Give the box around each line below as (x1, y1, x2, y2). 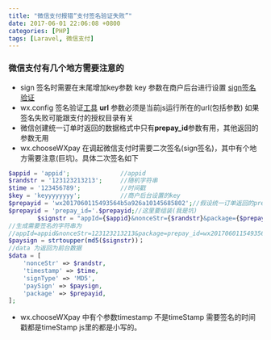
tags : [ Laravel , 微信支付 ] (8, 34, 94, 43)
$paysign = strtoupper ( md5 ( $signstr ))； (8, 237, 145, 245)
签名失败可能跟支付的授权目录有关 (19, 112, 134, 122)
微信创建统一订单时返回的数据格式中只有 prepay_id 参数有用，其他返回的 (19, 123, 259, 132)
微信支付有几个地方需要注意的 (8, 62, 125, 73)
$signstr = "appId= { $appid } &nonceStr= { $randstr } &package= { (37, 214, 240, 222)
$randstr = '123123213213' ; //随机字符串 (8, 177, 158, 185)
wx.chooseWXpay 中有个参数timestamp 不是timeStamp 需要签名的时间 (19, 313, 256, 322)
